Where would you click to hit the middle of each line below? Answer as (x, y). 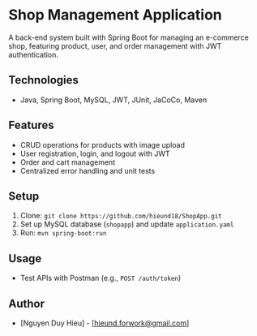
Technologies (44, 80)
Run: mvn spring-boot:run (63, 233)
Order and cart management (68, 162)
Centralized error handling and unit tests (88, 170)
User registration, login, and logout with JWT (95, 153)
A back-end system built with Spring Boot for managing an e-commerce (129, 37)
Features (31, 125)
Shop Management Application (115, 15)
